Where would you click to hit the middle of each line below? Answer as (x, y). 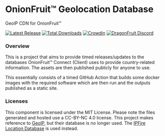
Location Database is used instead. (42, 128)
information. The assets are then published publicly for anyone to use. (78, 68)
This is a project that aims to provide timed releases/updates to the (75, 57)
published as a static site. (32, 88)
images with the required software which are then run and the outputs (78, 83)
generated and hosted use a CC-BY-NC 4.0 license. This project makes (79, 117)
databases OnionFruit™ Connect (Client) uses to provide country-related (80, 62)
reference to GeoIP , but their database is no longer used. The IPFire (75, 123)
